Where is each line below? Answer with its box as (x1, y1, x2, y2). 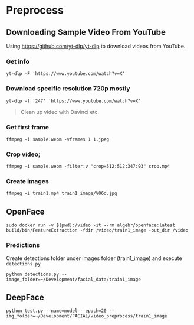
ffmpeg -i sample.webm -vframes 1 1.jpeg (6, 136, 110, 142)
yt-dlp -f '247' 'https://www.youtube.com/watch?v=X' (6, 98, 142, 104)
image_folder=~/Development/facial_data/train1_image (6, 276, 142, 282)
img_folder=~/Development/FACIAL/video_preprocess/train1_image (6, 313, 167, 319)
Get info (6, 57, 29, 66)
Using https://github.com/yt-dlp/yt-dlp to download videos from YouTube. (6, 43, 186, 50)
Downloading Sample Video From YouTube (6, 27, 166, 37)
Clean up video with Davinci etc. (20, 108, 99, 115)
